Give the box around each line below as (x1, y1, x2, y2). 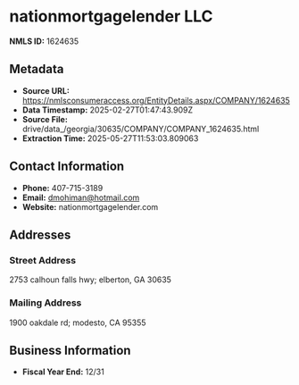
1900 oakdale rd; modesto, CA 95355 (9, 317, 146, 328)
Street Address (9, 254, 77, 266)
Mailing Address (9, 297, 82, 309)
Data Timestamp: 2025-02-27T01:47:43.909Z (21, 105, 194, 115)
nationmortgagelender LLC (9, 6, 213, 27)
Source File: (21, 113, 69, 124)
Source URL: (21, 85, 70, 96)
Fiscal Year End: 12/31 (21, 366, 104, 377)
